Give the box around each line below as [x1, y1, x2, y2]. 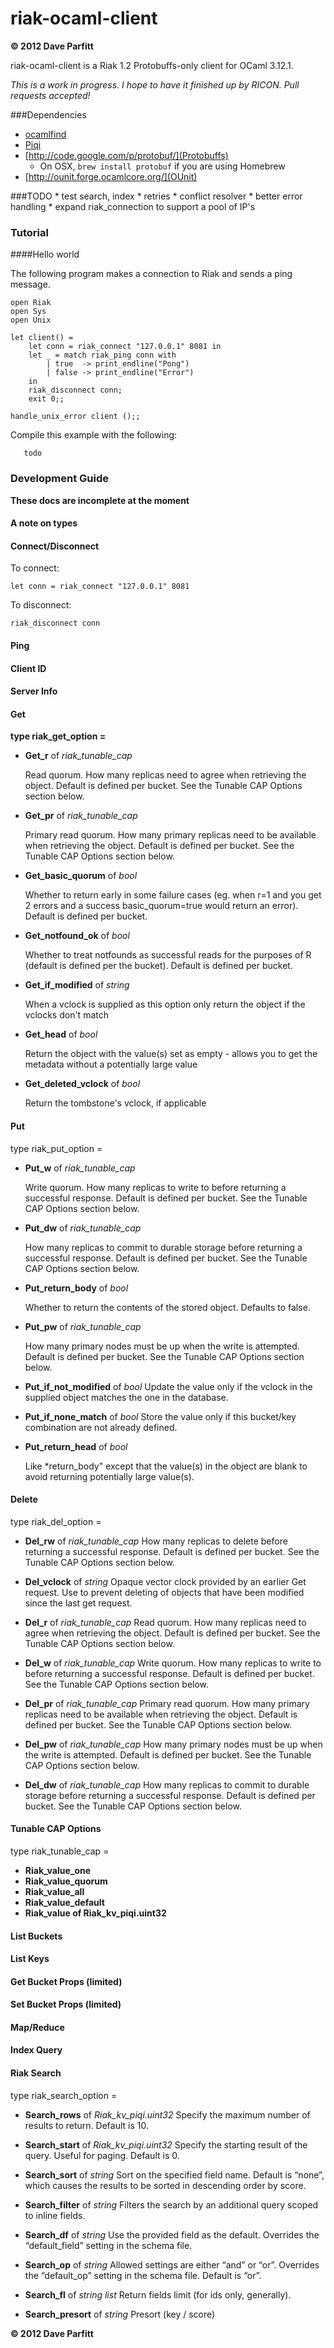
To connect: [10, 562, 60, 574]
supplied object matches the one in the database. [24, 1391, 229, 1403]
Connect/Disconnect [10, 540, 100, 552]
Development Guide [10, 472, 109, 486]
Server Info [10, 685, 58, 697]
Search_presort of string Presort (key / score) [24, 2308, 216, 2320]
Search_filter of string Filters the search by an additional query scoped [24, 2198, 319, 2211]
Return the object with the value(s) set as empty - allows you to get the [24, 1048, 318, 1060]
